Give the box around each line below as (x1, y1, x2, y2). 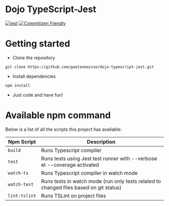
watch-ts (8, 170, 29, 176)
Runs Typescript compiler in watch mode (41, 169, 138, 176)
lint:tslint (8, 193, 37, 198)
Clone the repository (12, 55, 55, 61)
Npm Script (8, 138, 36, 145)
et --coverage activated (41, 161, 99, 168)
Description (87, 138, 116, 145)
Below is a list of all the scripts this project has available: (5, 126, 122, 132)
